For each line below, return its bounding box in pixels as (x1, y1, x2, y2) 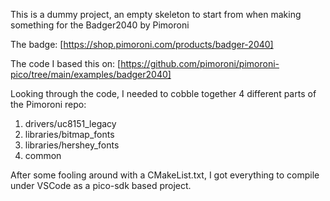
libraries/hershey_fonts (24, 139, 120, 151)
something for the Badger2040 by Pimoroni (10, 19, 190, 31)
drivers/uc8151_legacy (24, 118, 117, 129)
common (24, 150, 62, 161)
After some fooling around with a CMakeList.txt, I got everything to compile (10, 169, 320, 181)
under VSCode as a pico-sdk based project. (10, 180, 192, 191)
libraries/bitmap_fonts (24, 129, 115, 140)
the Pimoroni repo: (10, 99, 87, 110)
